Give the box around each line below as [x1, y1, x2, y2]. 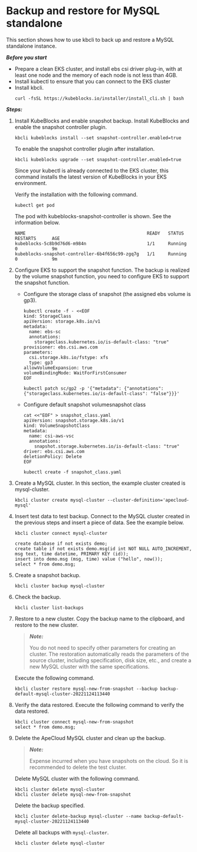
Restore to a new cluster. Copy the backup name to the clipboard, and [14, 615, 185, 622]
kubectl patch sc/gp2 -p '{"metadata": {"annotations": [23, 385, 164, 392]
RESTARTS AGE [14, 235, 60, 241]
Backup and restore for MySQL [6, 4, 160, 18]
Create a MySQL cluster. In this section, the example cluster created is [14, 479, 186, 486]
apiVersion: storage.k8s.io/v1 [23, 318, 101, 324]
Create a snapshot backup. [14, 571, 81, 578]
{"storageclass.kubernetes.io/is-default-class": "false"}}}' [23, 390, 180, 396]
